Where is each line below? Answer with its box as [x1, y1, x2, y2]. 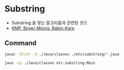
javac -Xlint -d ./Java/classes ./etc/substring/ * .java [4, 52, 119, 57]
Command [4, 39, 37, 47]
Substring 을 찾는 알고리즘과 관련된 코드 [11, 20, 88, 25]
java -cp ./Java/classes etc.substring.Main [4, 60, 96, 65]
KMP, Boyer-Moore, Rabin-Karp [11, 25, 75, 31]
